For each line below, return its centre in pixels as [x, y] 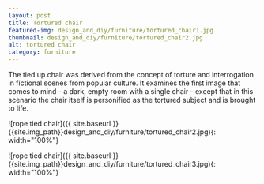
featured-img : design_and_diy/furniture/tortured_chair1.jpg [111, 30]
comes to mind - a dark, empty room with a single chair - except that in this [131, 91]
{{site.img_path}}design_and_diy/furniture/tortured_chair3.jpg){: [112, 164]
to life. [19, 108]
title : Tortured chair [45, 23]
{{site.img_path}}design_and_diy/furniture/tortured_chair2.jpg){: [112, 132]
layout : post [30, 15]
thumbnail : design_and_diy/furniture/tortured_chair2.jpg [106, 38]
